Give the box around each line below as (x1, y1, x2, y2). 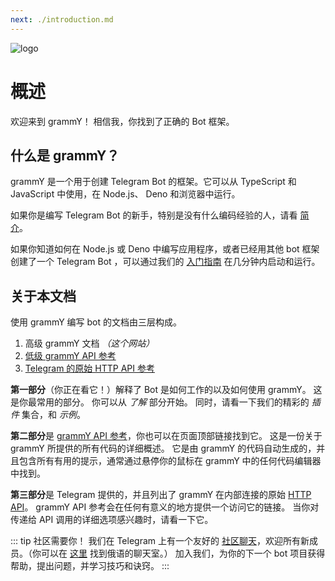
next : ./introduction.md (10, 14, 114, 25)
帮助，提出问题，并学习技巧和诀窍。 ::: (10, 560, 170, 572)
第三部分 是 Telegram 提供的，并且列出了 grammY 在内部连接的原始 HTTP (10, 489, 312, 501)
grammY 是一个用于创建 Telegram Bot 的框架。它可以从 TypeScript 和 (10, 176, 297, 188)
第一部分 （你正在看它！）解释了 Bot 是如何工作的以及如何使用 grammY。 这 (10, 384, 323, 396)
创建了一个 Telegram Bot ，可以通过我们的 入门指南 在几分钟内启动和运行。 (10, 256, 321, 268)
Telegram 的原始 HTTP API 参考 (24, 362, 155, 375)
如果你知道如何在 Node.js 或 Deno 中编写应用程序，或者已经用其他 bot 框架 (10, 243, 320, 255)
